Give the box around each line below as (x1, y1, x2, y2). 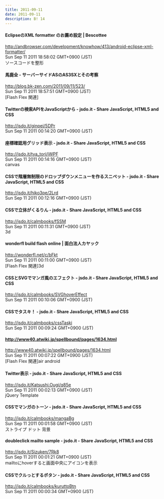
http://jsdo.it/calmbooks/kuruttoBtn (5, 483, 76, 489)
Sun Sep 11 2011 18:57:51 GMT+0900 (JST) (5, 88, 91, 94)
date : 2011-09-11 (5, 12, 41, 17)
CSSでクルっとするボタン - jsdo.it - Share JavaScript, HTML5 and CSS (5, 472, 150, 478)
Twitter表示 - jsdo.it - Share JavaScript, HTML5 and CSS (5, 371, 122, 376)
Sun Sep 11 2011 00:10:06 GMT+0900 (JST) (5, 297, 93, 302)
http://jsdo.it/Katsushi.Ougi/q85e (5, 382, 71, 387)
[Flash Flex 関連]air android (5, 358, 60, 364)
